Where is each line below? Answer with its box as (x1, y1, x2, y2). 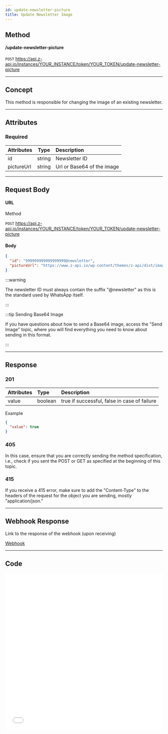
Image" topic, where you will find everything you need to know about (5, 326, 147, 332)
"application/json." (5, 498, 43, 504)
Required (5, 134, 28, 141)
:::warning (5, 277, 26, 283)
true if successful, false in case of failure (61, 397, 156, 404)
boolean (37, 397, 56, 404)
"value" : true (9, 425, 39, 430)
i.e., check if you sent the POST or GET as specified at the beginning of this (5, 458, 161, 464)
